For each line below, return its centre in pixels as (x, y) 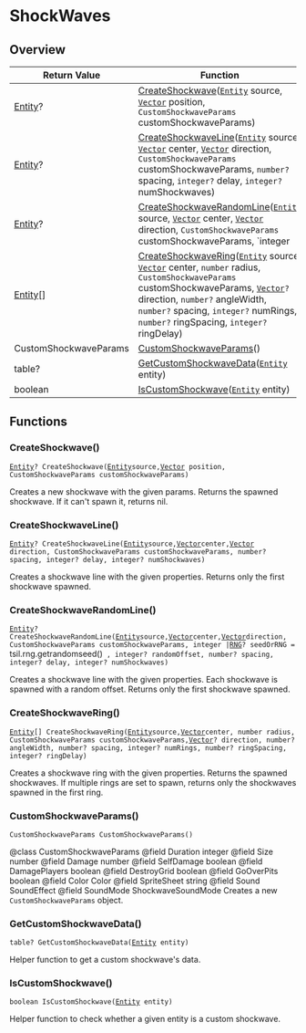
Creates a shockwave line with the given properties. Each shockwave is (143, 680)
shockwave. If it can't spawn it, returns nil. (89, 501)
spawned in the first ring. (56, 792)
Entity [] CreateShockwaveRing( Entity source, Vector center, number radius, (153, 732)
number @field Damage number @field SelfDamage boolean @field (136, 861)
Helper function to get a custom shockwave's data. (105, 960)
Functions (39, 422)
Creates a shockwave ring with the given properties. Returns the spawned (148, 773)
